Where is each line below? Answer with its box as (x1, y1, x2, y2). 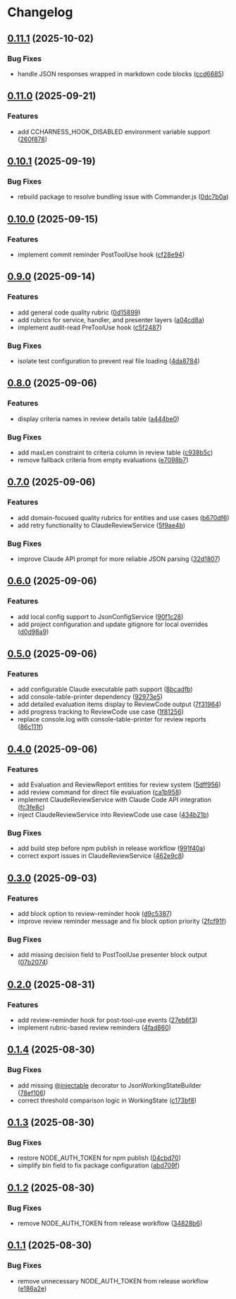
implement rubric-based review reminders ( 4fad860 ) (17, 1023, 171, 1032)
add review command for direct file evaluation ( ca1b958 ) (17, 787, 182, 796)
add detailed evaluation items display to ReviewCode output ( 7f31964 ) (17, 700, 222, 709)
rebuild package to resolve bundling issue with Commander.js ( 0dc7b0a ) (17, 192, 229, 201)
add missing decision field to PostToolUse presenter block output (17, 951, 208, 959)
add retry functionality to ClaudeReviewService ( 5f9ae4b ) (17, 521, 185, 529)
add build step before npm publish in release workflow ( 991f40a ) (17, 844, 206, 852)
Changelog (7, 4, 73, 20)
